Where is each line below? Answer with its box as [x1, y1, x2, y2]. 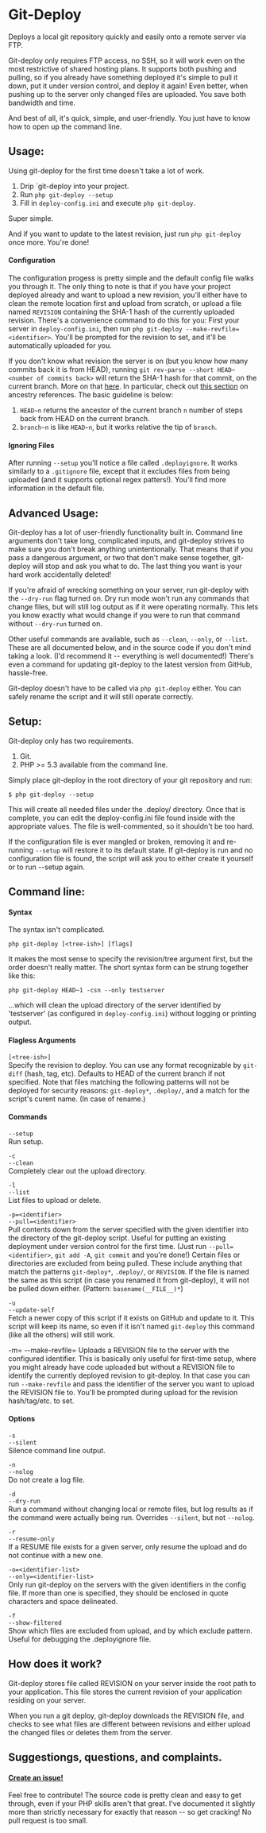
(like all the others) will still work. [8, 1329, 115, 1340]
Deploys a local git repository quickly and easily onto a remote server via [8, 32, 246, 41]
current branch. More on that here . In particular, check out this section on [8, 381, 249, 391]
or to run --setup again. [8, 862, 85, 872]
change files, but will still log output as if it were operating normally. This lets [8, 601, 259, 611]
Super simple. [8, 213, 54, 223]
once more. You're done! [8, 237, 90, 247]
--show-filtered [8, 1618, 62, 1626]
